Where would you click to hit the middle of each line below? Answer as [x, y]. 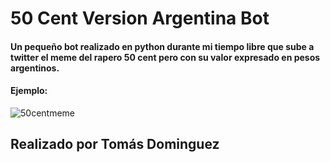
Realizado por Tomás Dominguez [115, 144]
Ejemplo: [29, 91]
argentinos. [35, 68]
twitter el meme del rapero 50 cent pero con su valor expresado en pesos [165, 57]
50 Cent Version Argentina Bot [140, 18]
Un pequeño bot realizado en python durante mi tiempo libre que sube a [162, 46]
